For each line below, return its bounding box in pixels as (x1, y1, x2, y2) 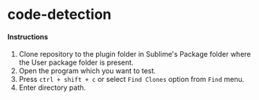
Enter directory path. (18, 83, 87, 92)
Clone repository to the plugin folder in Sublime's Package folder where (18, 50, 251, 59)
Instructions (7, 31, 49, 41)
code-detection (7, 6, 112, 24)
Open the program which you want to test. (18, 66, 157, 76)
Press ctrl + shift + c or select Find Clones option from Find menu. (18, 75, 245, 84)
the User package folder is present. (18, 57, 135, 68)
